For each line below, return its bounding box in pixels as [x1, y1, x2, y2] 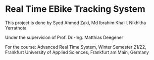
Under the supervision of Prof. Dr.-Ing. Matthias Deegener [5, 34, 124, 40]
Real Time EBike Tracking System [5, 3, 146, 15]
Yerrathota [5, 25, 27, 30]
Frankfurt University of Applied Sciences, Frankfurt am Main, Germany [5, 49, 149, 55]
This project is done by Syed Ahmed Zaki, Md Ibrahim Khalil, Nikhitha [5, 20, 146, 26]
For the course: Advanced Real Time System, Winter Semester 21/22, [5, 44, 147, 50]
